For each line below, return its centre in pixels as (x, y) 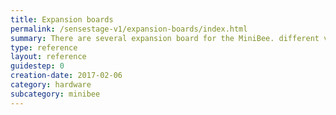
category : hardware (51, 85)
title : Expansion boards (62, 19)
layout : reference (48, 57)
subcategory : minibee (55, 94)
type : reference (44, 47)
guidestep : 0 (37, 66)
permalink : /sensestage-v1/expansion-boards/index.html (129, 29)
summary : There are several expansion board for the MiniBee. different (165, 38)
